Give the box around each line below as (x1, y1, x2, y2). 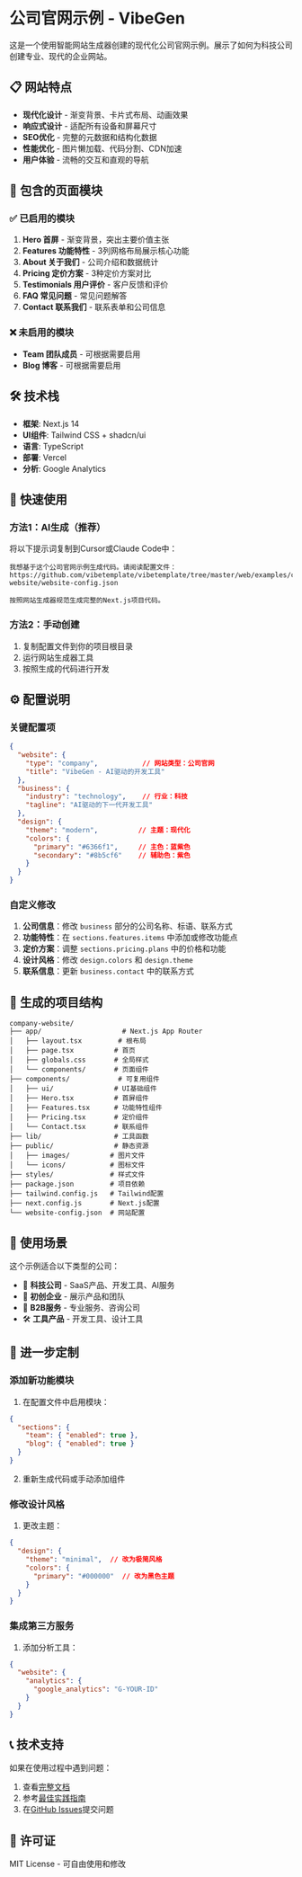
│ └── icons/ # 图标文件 (9, 1161, 146, 1170)
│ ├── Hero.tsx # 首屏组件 (9, 1094, 150, 1103)
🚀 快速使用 (9, 492, 67, 507)
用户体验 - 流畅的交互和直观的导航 (22, 154, 150, 165)
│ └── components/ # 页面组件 (9, 1065, 150, 1074)
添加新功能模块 (9, 1374, 75, 1387)
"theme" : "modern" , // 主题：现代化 (25, 825, 191, 834)
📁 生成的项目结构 (9, 994, 103, 1010)
